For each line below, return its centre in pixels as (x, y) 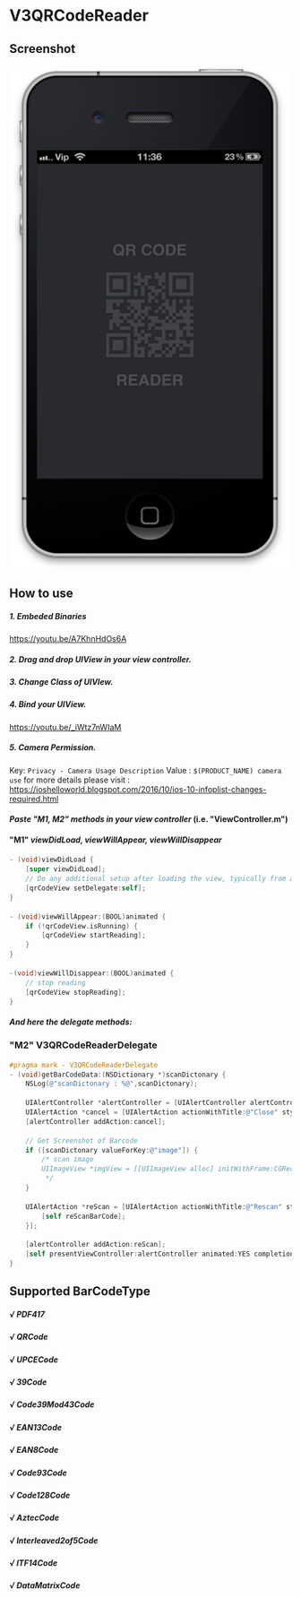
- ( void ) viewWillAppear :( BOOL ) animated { (88, 916)
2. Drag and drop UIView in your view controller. (100, 659)
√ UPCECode (34, 1360)
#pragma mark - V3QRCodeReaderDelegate (84, 1065)
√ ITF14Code (34, 1563)
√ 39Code (28, 1382)
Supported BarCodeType (80, 1291)
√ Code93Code (38, 1473)
